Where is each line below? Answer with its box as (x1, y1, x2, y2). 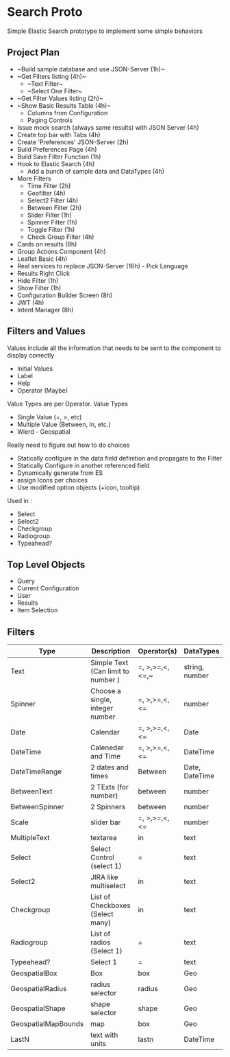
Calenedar (90, 743, 125, 752)
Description (91, 647, 131, 656)
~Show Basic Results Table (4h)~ (16, 101, 112, 110)
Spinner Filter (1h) (27, 218, 77, 226)
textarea (90, 833, 118, 843)
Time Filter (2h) (27, 181, 71, 189)
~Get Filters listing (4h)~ (16, 72, 87, 80)
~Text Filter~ (27, 80, 63, 88)
